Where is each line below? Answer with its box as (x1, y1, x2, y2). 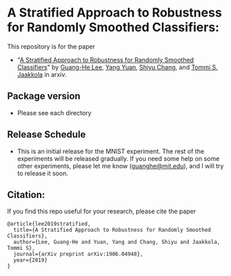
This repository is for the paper (7, 42, 95, 50)
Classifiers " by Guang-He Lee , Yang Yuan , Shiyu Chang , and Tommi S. (17, 63, 219, 71)
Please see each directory (17, 108, 92, 117)
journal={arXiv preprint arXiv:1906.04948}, (13, 250, 143, 258)
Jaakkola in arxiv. (17, 70, 67, 79)
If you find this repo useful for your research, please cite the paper (7, 207, 197, 215)
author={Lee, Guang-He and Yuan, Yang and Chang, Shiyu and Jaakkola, (13, 239, 221, 246)
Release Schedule (7, 129, 86, 141)
